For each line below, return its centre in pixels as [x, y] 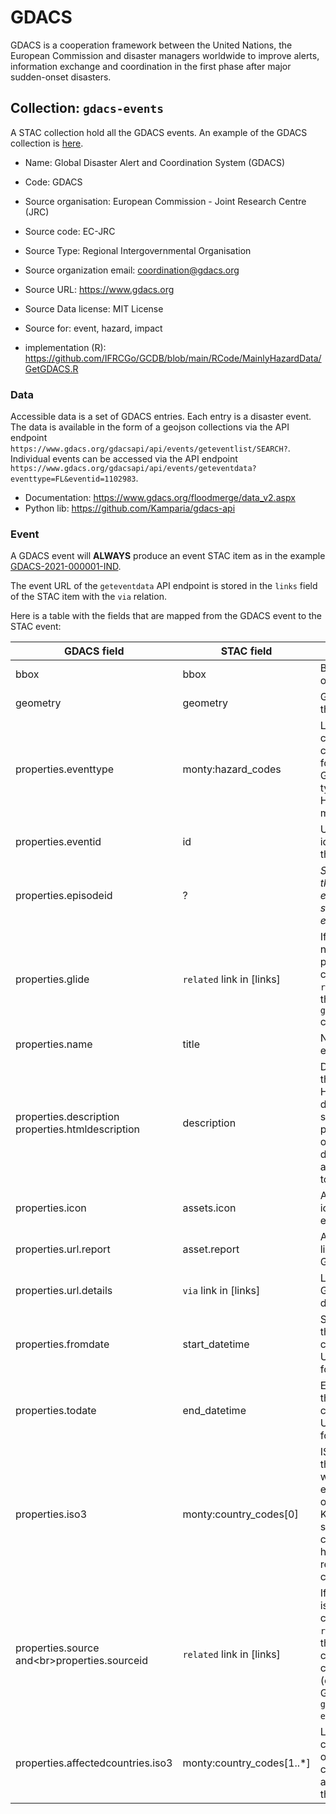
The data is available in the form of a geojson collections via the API [150, 427]
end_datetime [214, 1411]
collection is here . [47, 143]
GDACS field [94, 651]
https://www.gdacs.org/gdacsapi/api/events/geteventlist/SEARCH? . [150, 448]
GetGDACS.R [51, 368]
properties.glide [52, 979]
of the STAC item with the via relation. [88, 597]
